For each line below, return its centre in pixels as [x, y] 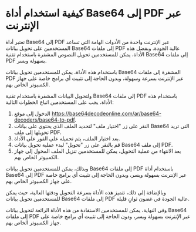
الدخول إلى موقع [32, 113]
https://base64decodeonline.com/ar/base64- [107, 113]
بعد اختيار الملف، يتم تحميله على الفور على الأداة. [67, 138]
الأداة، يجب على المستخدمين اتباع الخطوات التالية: [60, 102]
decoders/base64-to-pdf [44, 120]
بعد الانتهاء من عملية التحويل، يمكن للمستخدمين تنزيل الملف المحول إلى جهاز [97, 151]
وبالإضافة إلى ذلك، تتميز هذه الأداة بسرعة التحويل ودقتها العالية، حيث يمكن [86, 192]
